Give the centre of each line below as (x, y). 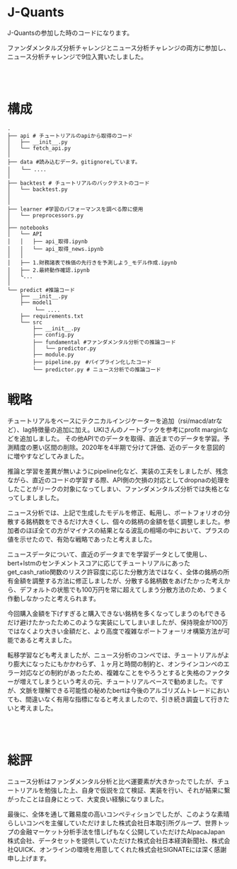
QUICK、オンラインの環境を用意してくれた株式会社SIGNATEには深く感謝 (120, 849)
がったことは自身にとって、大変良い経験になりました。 (88, 799)
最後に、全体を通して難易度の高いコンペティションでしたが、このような (112, 814)
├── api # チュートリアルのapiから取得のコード (70, 136)
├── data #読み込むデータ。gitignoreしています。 (74, 162)
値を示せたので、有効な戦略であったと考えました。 (82, 539)
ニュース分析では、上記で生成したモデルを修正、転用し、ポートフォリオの (116, 513)
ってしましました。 (35, 497)
